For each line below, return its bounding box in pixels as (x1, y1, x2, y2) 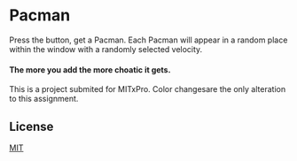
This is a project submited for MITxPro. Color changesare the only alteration (9, 84, 286, 95)
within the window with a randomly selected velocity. (9, 43, 203, 54)
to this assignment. (9, 94, 79, 104)
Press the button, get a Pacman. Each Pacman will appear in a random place (9, 34, 288, 45)
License (9, 119, 54, 134)
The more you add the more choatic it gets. (9, 64, 171, 75)
